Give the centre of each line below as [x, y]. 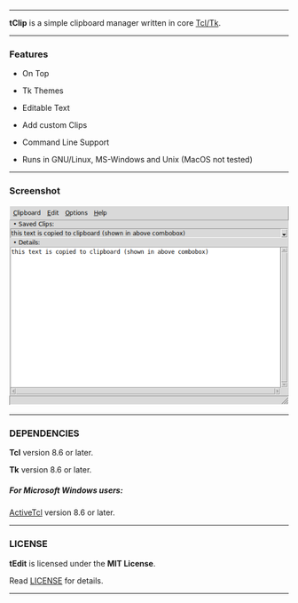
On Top [35, 74]
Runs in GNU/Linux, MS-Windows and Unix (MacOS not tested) [137, 160]
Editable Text [46, 108]
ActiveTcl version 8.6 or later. [62, 512]
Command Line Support [66, 142]
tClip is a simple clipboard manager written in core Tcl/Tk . [115, 23]
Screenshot [35, 191]
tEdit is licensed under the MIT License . [82, 563]
